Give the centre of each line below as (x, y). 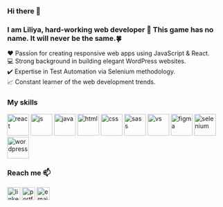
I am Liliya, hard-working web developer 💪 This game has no (110, 29)
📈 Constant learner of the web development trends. (81, 82)
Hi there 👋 (24, 11)
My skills (23, 102)
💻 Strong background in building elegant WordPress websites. (97, 61)
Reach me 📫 (29, 173)
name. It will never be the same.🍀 (65, 38)
